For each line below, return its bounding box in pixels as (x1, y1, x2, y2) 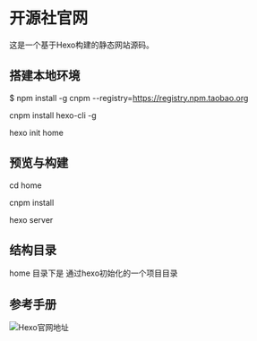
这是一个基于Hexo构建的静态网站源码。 (9, 39, 154, 50)
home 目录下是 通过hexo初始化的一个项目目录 (9, 268, 178, 278)
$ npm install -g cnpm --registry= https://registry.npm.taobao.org (9, 92, 249, 103)
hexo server (9, 214, 54, 225)
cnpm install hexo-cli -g (9, 109, 97, 121)
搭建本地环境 (9, 68, 81, 83)
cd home (9, 180, 42, 191)
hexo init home (9, 127, 64, 138)
